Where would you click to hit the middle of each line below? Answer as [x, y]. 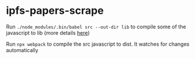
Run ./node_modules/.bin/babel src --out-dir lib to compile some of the [96, 27]
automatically [22, 50]
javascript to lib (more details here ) [48, 32]
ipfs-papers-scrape [55, 11]
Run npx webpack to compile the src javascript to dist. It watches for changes [98, 44]
